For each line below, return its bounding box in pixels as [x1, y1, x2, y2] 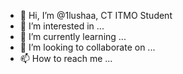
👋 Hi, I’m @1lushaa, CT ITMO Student [19, 10, 173, 21]
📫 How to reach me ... [19, 53, 113, 64]
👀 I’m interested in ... [19, 20, 105, 32]
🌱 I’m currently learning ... [19, 31, 127, 42]
